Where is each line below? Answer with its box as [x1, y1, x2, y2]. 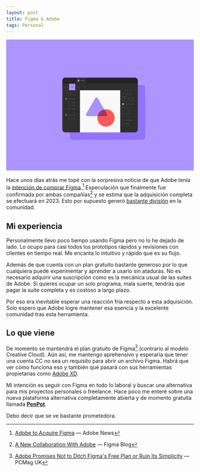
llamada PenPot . [6, 400, 46, 408]
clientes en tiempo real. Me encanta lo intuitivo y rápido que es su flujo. [6, 249, 182, 257]
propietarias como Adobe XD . [6, 370, 79, 377]
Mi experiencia [6, 221, 62, 231]
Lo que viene [6, 328, 55, 338]
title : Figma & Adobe [6, 16, 60, 22]
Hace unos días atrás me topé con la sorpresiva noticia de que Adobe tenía [6, 176, 190, 183]
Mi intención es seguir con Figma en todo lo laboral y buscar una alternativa [6, 382, 192, 389]
